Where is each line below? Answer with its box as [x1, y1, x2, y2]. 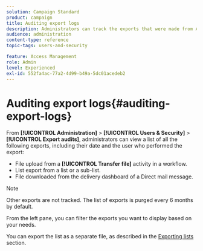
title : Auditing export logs [6, 20, 80, 26]
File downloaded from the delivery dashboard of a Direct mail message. [14, 173, 193, 180]
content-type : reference [6, 37, 69, 43]
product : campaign [6, 15, 53, 21]
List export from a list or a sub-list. [14, 167, 101, 174]
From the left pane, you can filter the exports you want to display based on [6, 215, 192, 222]
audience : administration [6, 31, 71, 37]
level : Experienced [6, 65, 56, 71]
